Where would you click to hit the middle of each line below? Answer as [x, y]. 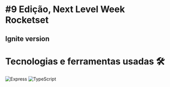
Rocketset [27, 20]
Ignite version [27, 39]
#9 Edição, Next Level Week [65, 9]
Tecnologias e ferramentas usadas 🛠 [85, 61]
